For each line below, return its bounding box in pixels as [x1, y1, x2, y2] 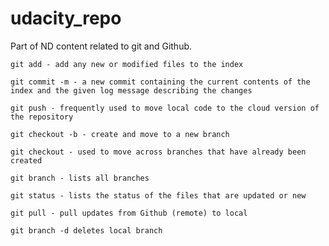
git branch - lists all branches [10, 173, 150, 183]
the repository [10, 112, 74, 122]
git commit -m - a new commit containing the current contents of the [10, 77, 311, 87]
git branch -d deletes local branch [10, 225, 163, 236]
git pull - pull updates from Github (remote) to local [10, 208, 248, 218]
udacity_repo [10, 7, 122, 30]
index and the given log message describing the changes [10, 85, 253, 96]
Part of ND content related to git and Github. [10, 40, 193, 52]
